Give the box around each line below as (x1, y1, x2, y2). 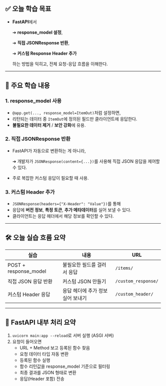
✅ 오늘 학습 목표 (5, 4, 51, 13)
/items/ (115, 265, 133, 271)
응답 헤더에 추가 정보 (62, 287, 108, 294)
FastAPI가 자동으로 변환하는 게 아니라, (12, 147, 86, 153)
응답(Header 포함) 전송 (19, 376, 65, 382)
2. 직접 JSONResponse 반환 (5, 136, 71, 143)
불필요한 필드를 (62, 261, 96, 268)
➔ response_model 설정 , (12, 29, 63, 35)
